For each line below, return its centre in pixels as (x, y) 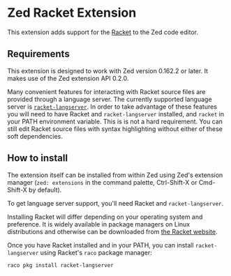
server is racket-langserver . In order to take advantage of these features (112, 107)
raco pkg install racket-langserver (60, 265)
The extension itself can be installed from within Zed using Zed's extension (115, 175)
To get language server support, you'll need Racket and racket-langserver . (115, 203)
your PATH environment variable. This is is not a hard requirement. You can (115, 121)
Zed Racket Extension (72, 13)
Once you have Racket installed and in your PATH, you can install (100, 245)
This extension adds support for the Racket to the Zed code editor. (103, 32)
